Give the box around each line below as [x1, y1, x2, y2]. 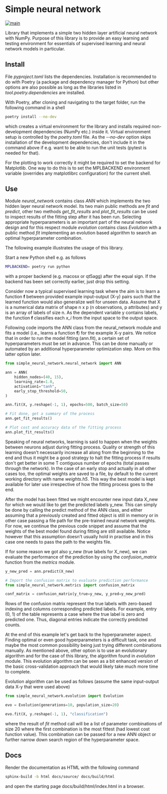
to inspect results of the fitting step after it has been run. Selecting [5, 214, 142, 220]
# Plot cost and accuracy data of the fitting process [5, 425, 122, 430]
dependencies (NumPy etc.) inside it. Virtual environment [33, 129, 151, 135]
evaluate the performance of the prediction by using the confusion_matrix [5, 554, 157, 560]
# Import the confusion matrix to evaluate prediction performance [5, 578, 149, 583]
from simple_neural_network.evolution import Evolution [5, 693, 124, 699]
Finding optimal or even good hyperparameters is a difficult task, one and [5, 637, 156, 643]
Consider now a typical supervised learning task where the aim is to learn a [5, 288, 160, 294]
